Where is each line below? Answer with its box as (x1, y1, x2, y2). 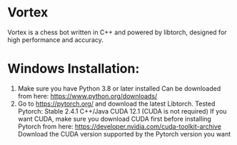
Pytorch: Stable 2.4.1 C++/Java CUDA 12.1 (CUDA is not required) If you (17, 106, 227, 115)
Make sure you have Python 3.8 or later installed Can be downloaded (17, 84, 221, 93)
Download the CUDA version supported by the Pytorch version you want (17, 129, 231, 138)
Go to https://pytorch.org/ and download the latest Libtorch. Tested (17, 99, 216, 108)
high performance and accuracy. (7, 35, 104, 44)
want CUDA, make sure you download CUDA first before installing (17, 114, 212, 123)
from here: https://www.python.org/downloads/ (17, 91, 158, 100)
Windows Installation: (7, 61, 140, 77)
